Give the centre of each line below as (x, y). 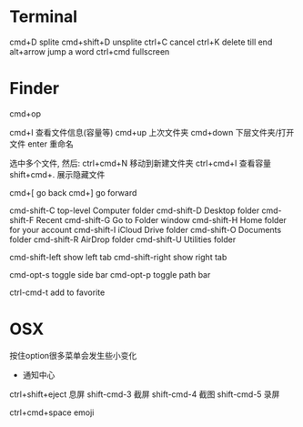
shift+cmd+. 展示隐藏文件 (57, 174)
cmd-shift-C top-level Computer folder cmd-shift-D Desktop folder (135, 210)
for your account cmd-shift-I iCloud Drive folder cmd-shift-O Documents (146, 229)
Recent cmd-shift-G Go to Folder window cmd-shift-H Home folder (161, 219)
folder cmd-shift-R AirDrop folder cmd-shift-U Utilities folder (123, 239)
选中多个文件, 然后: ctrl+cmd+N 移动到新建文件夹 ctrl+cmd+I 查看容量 (140, 163)
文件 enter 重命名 (42, 144)
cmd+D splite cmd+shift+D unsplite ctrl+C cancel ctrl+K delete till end (141, 42)
